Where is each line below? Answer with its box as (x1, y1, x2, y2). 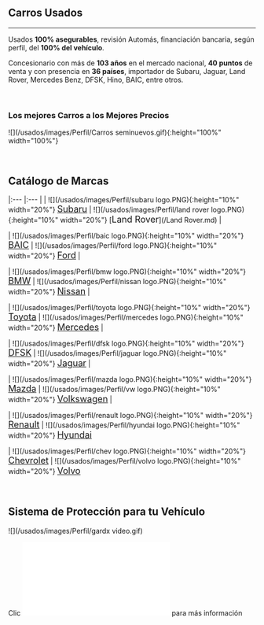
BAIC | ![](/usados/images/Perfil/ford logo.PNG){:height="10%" (8, 239, 218, 250)
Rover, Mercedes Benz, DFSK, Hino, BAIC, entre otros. (8, 75, 184, 84)
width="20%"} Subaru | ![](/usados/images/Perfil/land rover (8, 203, 210, 215)
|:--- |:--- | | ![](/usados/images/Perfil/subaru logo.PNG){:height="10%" (8, 194, 240, 204)
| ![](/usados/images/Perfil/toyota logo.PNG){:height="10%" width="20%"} (8, 302, 251, 312)
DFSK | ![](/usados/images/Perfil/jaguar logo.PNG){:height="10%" (8, 346, 227, 358)
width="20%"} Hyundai (8, 429, 93, 440)
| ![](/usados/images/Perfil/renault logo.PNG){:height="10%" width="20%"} (8, 410, 253, 420)
